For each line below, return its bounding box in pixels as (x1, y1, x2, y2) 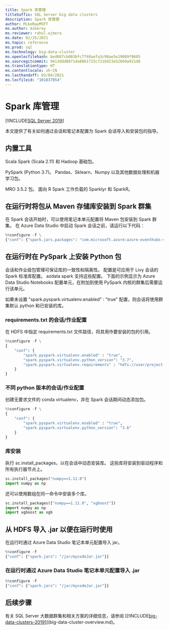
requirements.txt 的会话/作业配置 (5, 316, 87, 323)
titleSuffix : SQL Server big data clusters (5, 12, 98, 17)
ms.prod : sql (5, 45, 33, 50)
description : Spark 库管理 (5, 17, 59, 22)
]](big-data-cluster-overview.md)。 (44, 619, 118, 625)
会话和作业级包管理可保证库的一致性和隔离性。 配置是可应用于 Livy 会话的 (5, 267, 158, 273)
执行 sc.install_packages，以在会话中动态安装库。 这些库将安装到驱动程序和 (5, 460, 163, 466)
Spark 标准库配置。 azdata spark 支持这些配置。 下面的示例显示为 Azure (5, 273, 155, 279)
